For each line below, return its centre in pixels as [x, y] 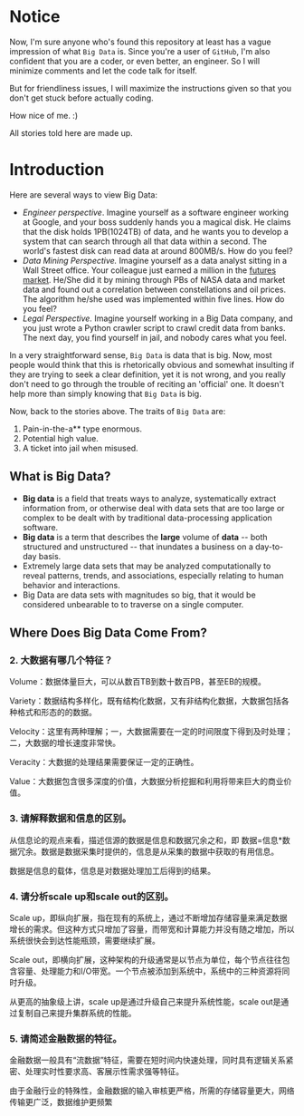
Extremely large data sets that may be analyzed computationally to [147, 566]
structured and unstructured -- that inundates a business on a [138, 547]
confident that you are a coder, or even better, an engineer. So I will [135, 61]
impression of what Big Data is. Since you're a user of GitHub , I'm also [140, 51]
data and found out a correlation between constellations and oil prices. [154, 289]
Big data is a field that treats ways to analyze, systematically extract [149, 498]
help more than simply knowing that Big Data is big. [105, 393]
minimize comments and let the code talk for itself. [103, 71]
